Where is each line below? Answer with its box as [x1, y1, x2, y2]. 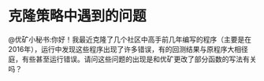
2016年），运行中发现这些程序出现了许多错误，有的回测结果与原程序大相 [8, 44, 242, 53]
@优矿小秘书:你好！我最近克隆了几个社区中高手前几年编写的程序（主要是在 [8, 35, 252, 44]
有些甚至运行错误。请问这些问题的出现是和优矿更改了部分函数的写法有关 [21, 54, 257, 64]
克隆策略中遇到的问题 [8, 7, 147, 25]
